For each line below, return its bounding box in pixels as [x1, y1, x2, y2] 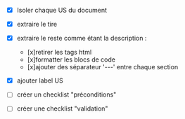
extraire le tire [16, 20, 58, 29]
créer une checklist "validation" [16, 104, 108, 113]
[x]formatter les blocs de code [27, 55, 115, 64]
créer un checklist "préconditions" [16, 90, 117, 99]
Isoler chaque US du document [16, 6, 107, 14]
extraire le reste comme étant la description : [16, 34, 147, 43]
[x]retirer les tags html [27, 48, 92, 57]
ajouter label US [16, 76, 64, 85]
